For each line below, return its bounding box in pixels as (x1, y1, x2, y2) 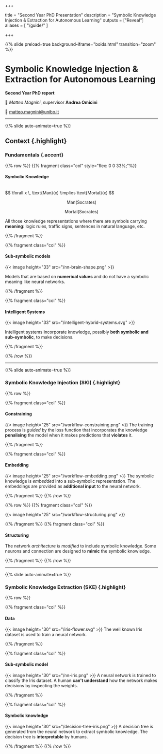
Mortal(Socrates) (65, 208, 98, 214)
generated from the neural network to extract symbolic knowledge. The (5, 729, 148, 735)
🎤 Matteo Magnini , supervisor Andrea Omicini (5, 99, 98, 105)
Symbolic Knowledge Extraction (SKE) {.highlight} (5, 584, 126, 591)
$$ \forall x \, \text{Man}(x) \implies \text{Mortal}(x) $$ (5, 189, 114, 195)
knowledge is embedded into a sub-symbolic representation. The (5, 478, 136, 484)
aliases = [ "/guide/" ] (5, 22, 48, 28)
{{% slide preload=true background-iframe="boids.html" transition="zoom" (5, 41, 156, 47)
